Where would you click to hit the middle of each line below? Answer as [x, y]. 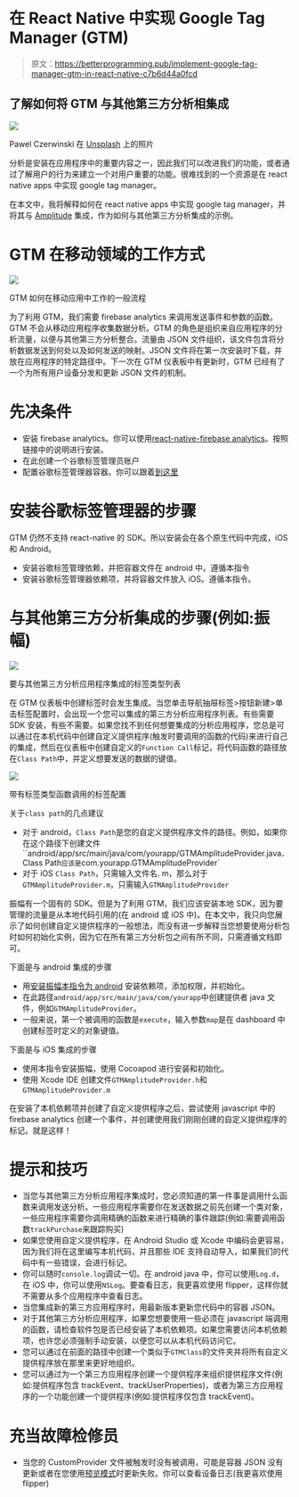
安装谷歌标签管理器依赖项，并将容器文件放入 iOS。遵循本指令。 [139, 579]
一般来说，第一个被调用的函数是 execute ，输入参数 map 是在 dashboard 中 [154, 1019]
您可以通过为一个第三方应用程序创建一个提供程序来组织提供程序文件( [148, 1374]
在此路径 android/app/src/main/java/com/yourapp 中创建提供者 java [143, 997]
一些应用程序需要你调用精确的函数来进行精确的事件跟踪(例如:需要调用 [149, 1218]
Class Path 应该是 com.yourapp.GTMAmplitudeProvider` [121, 863]
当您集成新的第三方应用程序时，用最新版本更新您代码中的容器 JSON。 [151, 1307]
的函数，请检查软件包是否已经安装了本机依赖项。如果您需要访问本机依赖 [154, 1329]
